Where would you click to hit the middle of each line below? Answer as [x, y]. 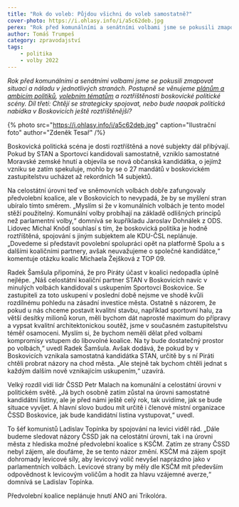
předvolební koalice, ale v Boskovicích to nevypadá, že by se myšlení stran [117, 198]
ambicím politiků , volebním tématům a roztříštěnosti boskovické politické [114, 96]
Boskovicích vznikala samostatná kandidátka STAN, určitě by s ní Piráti [111, 355]
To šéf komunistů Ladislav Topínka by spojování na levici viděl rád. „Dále [113, 429]
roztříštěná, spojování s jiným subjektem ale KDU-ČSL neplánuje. [102, 235]
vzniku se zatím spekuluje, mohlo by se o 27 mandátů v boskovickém [109, 169]
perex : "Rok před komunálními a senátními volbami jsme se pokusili [111, 27]
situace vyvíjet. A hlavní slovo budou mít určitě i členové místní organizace [116, 407]
